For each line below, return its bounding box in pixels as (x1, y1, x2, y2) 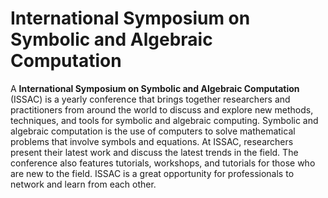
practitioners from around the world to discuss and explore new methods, (10, 103, 314, 116)
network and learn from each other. (10, 178, 157, 190)
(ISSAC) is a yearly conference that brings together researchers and (10, 93, 291, 105)
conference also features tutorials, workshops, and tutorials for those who (10, 157, 316, 169)
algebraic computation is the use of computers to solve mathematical (10, 125, 296, 137)
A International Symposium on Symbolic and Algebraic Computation (10, 82, 300, 94)
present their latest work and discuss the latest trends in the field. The (10, 146, 299, 158)
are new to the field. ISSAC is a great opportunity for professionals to (10, 167, 295, 179)
